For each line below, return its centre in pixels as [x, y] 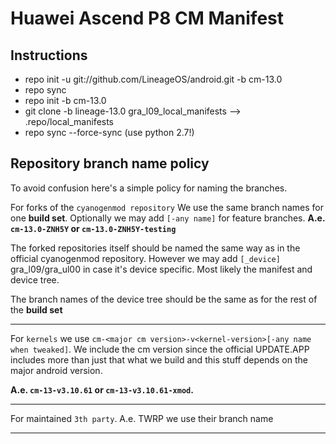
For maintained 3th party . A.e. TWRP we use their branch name [142, 418]
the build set [36, 309]
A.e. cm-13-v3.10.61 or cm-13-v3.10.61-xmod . [102, 389]
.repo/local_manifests [69, 121]
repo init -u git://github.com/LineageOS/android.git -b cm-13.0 [153, 79]
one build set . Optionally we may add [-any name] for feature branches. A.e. [168, 218]
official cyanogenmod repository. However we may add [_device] [145, 258]
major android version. [56, 370]
